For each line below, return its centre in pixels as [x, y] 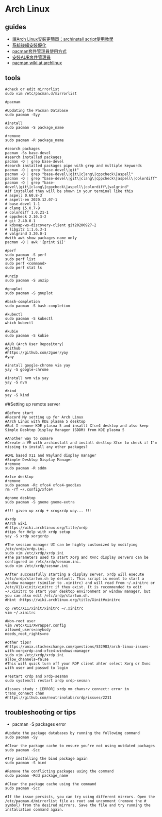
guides [16, 27]
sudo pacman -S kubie [27, 335]
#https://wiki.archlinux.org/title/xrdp [47, 528]
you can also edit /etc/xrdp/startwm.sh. [48, 596]
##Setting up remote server [33, 404]
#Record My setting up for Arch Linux [44, 417]
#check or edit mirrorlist [32, 89]
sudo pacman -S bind [26, 763]
